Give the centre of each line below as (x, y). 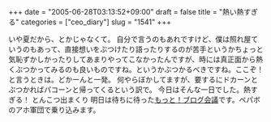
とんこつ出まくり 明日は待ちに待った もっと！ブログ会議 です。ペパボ (146, 100)
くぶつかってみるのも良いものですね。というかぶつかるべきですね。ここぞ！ (136, 69)
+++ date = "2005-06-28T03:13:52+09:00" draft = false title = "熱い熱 (126, 12)
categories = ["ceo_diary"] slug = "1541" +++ (96, 22)
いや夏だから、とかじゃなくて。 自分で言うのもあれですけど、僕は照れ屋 (130, 39)
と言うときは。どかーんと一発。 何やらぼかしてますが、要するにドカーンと (133, 80)
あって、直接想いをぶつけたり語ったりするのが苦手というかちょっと (150, 49)
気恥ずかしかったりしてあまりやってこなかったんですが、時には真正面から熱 (136, 59)
